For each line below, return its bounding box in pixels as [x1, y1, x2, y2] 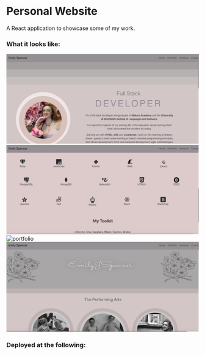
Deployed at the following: [6, 341, 86, 350]
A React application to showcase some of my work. [6, 24, 135, 32]
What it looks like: [6, 40, 61, 48]
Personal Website [6, 4, 98, 18]
